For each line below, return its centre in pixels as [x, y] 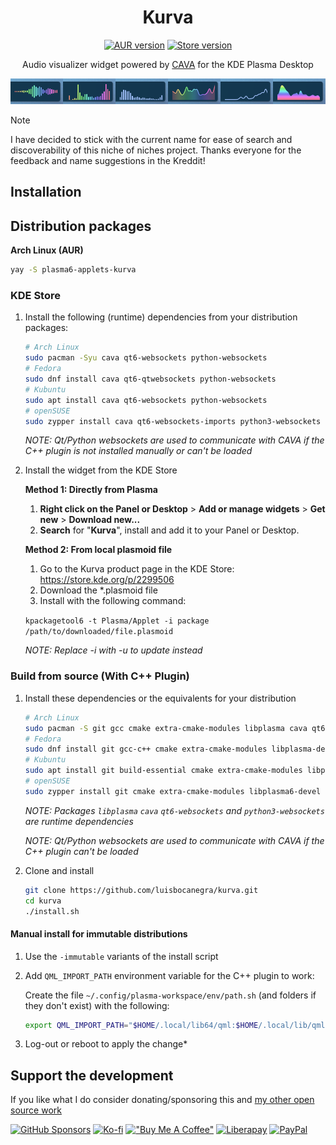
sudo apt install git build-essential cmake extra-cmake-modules [163, 771]
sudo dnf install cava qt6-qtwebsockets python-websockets [150, 379]
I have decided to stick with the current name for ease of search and [151, 140]
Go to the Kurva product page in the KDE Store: [137, 569]
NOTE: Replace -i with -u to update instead [113, 650]
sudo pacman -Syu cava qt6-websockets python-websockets [146, 358]
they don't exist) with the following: [97, 1005]
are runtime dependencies [79, 821]
